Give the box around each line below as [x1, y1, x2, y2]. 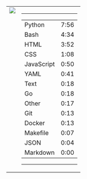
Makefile [24, 129, 50, 137]
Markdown [24, 148, 55, 157]
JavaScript [24, 60, 56, 68]
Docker [24, 119, 45, 127]
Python [24, 21, 45, 29]
